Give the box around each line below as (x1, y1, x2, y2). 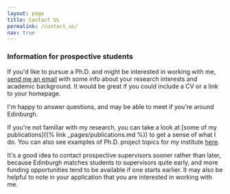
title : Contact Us (7, 16, 60, 23)
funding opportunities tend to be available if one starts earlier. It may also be (7, 165, 223, 173)
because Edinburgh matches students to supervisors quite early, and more (7, 158, 218, 167)
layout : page (7, 10, 45, 17)
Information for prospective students (7, 52, 134, 62)
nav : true (7, 29, 36, 36)
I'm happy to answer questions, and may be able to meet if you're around (7, 102, 214, 110)
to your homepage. (7, 89, 61, 97)
